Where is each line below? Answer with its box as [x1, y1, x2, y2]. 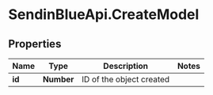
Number [42, 74, 74, 85]
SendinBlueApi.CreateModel [8, 6, 200, 24]
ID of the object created [82, 74, 170, 85]
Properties [8, 37, 62, 51]
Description [102, 61, 149, 71]
